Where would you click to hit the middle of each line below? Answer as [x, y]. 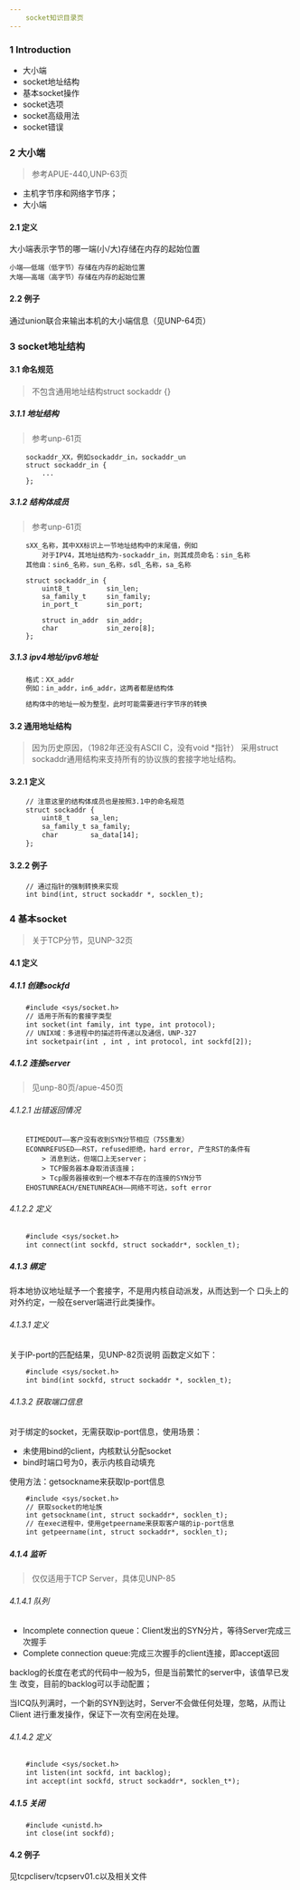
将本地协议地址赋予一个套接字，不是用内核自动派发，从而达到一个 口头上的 [149, 1291]
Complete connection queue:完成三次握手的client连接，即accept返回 [151, 1654]
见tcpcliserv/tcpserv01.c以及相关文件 [78, 1876]
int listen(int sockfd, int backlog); [98, 1773]
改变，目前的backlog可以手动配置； [86, 1684]
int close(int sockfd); [70, 1833]
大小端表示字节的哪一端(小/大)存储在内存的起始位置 [105, 249]
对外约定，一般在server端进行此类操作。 [85, 1302]
